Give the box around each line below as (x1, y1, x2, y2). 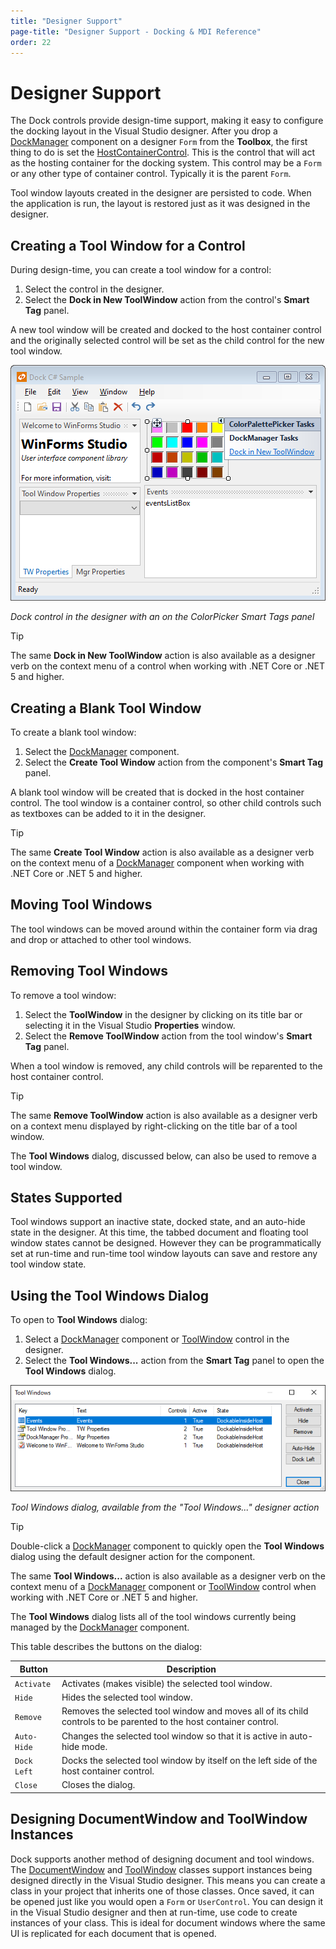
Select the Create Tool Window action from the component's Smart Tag (24, 756, 323, 768)
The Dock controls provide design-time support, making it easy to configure (10, 115, 324, 127)
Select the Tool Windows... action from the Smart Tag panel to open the (24, 1355, 325, 1367)
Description (166, 1663, 217, 1675)
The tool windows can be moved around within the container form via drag (10, 923, 318, 935)
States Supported (10, 1189, 123, 1206)
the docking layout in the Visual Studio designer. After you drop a (10, 125, 278, 137)
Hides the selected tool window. (61, 1691, 193, 1704)
